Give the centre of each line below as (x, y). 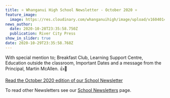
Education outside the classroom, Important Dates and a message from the (83, 63)
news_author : (19, 24)
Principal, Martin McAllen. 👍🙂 (36, 69)
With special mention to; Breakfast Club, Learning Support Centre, (74, 57)
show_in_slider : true (28, 39)
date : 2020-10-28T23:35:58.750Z (44, 29)
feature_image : (21, 15)
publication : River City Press (43, 34)
